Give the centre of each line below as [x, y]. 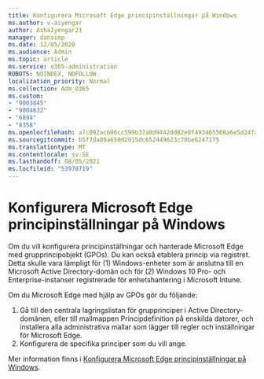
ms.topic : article [38, 60]
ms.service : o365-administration [63, 67]
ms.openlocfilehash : [42, 132]
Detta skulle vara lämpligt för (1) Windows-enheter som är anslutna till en [126, 263]
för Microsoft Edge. [51, 335]
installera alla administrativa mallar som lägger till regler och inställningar [137, 326]
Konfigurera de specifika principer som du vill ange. [103, 344]
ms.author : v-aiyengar [45, 23]
